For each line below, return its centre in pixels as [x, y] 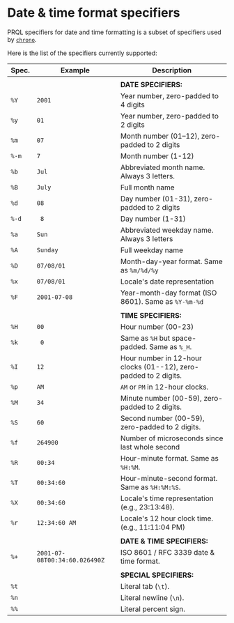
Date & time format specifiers [94, 13]
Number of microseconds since [172, 438]
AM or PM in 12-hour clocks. [164, 387]
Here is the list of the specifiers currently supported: [83, 53]
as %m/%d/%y [139, 270]
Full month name [148, 187]
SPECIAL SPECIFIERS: [157, 575]
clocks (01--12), [149, 367]
